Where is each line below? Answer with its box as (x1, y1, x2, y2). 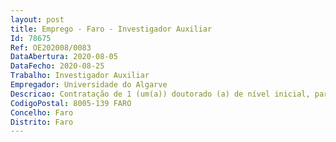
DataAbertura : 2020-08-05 (10, 52, 118, 62)
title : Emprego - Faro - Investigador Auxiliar (10, 24, 213, 34)
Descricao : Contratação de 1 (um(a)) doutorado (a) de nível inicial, (10, 89, 311, 99)
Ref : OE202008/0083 (10, 42, 92, 53)
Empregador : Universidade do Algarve (10, 80, 168, 90)
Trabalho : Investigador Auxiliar (10, 71, 150, 81)
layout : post (10, 14, 65, 25)
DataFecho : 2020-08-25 (10, 61, 105, 71)
